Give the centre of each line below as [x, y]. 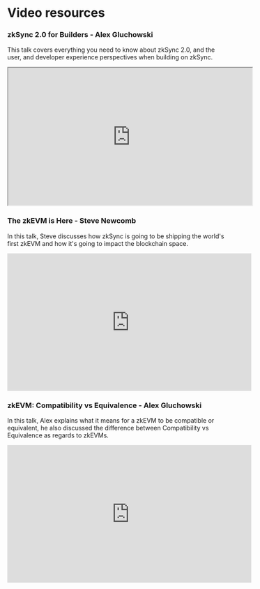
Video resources [56, 13]
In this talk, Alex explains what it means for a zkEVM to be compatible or [111, 421]
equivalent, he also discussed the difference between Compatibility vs [108, 428]
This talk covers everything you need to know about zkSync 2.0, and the [111, 50]
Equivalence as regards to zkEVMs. [58, 435]
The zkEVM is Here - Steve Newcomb [72, 221]
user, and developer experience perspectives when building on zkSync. [110, 57]
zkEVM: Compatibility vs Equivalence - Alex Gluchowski [105, 405]
